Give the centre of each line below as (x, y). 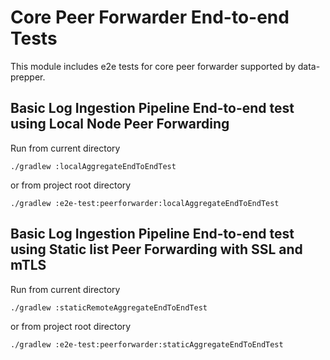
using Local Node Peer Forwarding (120, 124)
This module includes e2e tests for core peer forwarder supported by (153, 66)
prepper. (28, 77)
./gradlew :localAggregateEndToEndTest (93, 166)
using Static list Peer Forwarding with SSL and (156, 249)
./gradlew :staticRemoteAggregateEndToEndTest (109, 307)
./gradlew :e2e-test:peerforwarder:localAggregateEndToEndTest (145, 203)
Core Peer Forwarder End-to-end (150, 17)
